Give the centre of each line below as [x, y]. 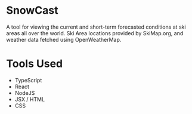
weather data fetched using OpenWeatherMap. [64, 39]
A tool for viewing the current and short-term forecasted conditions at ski [96, 27]
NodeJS [25, 93]
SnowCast [32, 10]
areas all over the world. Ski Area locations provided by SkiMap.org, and [95, 33]
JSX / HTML [30, 99]
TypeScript [28, 80]
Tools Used [35, 64]
